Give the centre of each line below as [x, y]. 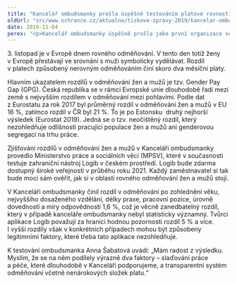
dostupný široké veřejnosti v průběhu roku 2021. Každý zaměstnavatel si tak [118, 171]
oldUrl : [19, 20]
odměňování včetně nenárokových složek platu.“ [78, 273]
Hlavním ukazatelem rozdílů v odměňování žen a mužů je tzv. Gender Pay [114, 82]
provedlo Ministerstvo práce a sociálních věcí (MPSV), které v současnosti [115, 156]
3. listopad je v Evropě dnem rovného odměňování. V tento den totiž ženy [114, 54]
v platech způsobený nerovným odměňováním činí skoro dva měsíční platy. [116, 68]
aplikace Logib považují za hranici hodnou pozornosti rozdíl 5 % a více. [111, 222]
